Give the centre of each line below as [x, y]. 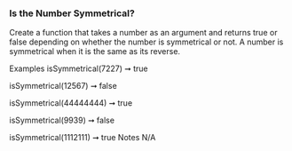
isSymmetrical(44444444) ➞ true [71, 103]
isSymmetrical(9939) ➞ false [62, 120]
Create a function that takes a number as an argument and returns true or [143, 33]
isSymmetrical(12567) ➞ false [63, 86]
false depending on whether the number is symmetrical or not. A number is [146, 42]
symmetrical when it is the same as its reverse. [95, 52]
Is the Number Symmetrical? [72, 13]
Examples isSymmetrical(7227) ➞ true [79, 68]
